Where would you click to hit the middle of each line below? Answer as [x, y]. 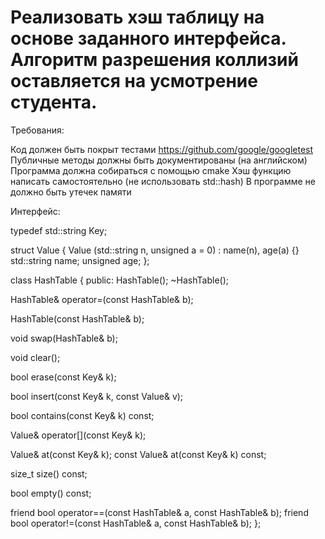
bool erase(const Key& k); [63, 377]
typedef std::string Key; [59, 230]
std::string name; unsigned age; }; [80, 260]
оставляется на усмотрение [134, 81]
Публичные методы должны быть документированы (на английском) [159, 160]
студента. [54, 102]
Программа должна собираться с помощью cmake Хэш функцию [151, 170]
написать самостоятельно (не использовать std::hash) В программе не [163, 181]
